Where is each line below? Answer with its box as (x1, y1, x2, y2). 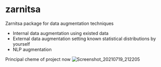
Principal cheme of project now (5, 56, 71, 62)
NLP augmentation (12, 46, 52, 52)
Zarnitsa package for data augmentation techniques (5, 20, 114, 26)
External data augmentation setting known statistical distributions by (12, 36, 156, 42)
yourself (12, 41, 30, 47)
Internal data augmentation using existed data (12, 30, 109, 36)
